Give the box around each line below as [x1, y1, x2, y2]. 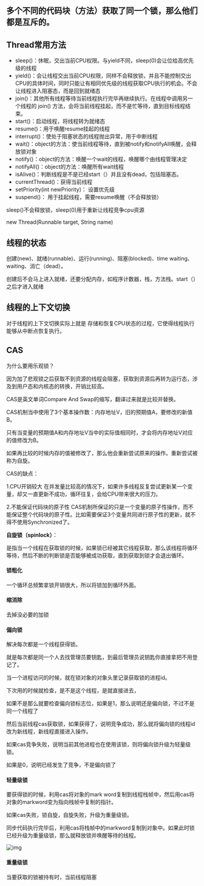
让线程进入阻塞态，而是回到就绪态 [15, 87, 101, 95]
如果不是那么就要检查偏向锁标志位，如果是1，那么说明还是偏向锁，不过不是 [6, 700, 195, 707]
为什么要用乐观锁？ [6, 362, 55, 369]
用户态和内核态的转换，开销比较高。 [16, 382, 107, 390]
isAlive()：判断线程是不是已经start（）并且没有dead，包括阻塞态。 [15, 171, 182, 178]
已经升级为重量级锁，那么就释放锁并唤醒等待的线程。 [6, 832, 140, 839]
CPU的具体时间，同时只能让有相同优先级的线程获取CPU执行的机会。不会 [15, 79, 197, 87]
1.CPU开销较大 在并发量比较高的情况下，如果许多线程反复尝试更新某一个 [6, 482, 188, 490]
